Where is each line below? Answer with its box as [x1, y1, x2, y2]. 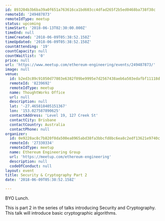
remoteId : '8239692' [9, 81, 52, 86]
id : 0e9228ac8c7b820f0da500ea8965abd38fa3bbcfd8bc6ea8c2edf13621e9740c [9, 136, 161, 141]
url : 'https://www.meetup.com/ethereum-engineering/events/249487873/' [5, 62, 156, 67]
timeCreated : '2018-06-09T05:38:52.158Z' [5, 35, 92, 40]
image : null [5, 67, 30, 72]
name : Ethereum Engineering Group [9, 150, 81, 155]
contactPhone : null [9, 127, 50, 132]
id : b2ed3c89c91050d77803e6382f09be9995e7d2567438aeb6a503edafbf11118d [9, 76, 161, 81]
